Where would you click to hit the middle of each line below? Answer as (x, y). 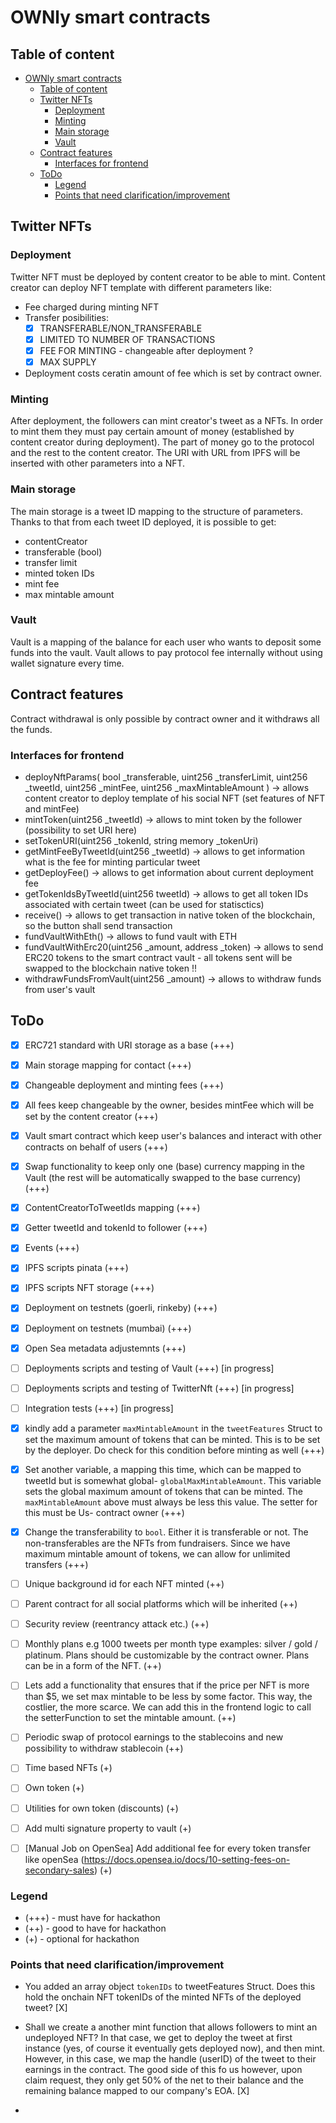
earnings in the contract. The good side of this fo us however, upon (163, 2070)
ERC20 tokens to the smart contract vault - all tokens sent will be (158, 957)
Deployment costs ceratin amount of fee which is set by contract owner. (173, 373)
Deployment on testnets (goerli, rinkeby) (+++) (121, 1308)
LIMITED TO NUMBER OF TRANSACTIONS (127, 339)
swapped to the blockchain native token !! (110, 968)
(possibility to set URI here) (81, 830)
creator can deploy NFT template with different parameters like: (141, 287)
